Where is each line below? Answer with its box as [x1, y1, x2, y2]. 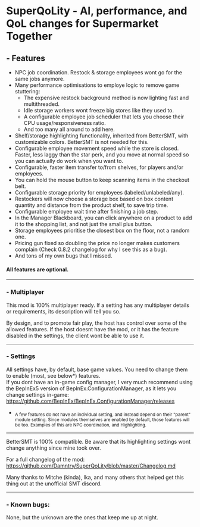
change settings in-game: [6, 391, 70, 398]
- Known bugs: [6, 500, 50, 509]
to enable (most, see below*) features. [6, 372, 101, 379]
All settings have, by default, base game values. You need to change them [6, 366, 188, 373]
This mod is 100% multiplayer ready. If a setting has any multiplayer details [6, 302, 189, 309]
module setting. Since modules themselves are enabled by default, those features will [14, 416, 190, 423]
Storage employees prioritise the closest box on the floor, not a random [14, 227, 190, 234]
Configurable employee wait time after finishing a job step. [14, 208, 159, 215]
